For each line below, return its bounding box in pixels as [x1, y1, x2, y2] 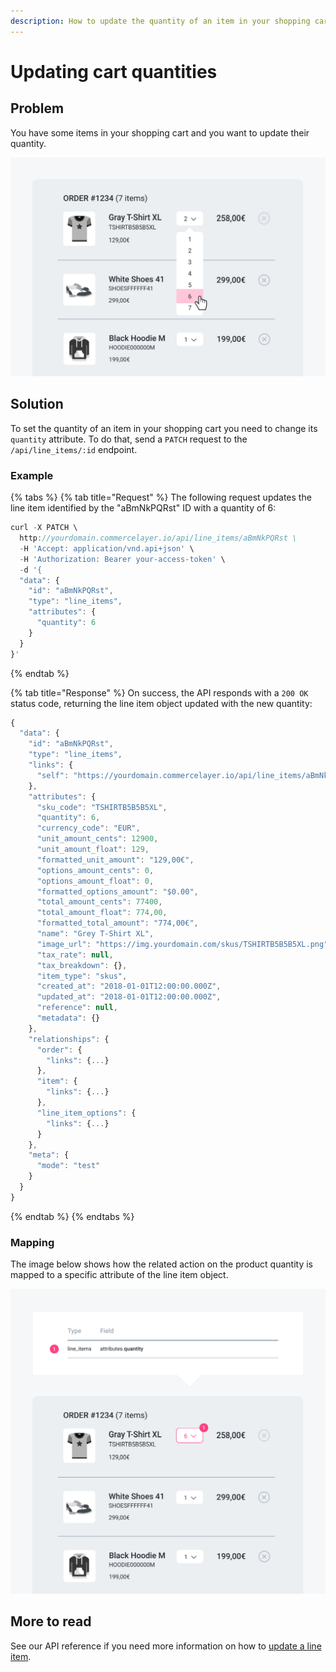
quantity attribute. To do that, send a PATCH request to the [10, 433, 248, 445]
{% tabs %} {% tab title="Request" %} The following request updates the [10, 491, 312, 504]
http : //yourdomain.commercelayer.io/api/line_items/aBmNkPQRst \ [19, 533, 298, 544]
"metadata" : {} [36, 1013, 101, 1024]
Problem [10, 100, 65, 117]
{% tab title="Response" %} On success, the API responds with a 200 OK [10, 686, 309, 699]
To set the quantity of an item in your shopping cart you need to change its [10, 422, 318, 434]
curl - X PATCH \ [10, 523, 78, 533]
